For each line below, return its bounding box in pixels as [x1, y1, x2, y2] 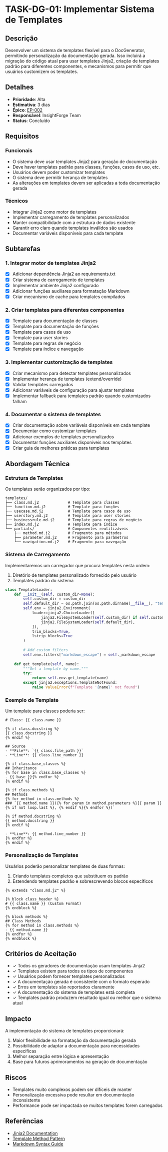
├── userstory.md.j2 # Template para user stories [5, 513, 131, 518]
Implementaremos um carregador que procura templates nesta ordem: [5, 562, 150, 568]
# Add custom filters [23, 648, 68, 653]
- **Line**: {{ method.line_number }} [5, 831, 86, 836]
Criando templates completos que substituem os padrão [12, 873, 128, 879]
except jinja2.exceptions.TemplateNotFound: [23, 680, 117, 685]
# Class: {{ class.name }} [5, 718, 61, 723]
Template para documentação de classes [12, 318, 98, 324]
